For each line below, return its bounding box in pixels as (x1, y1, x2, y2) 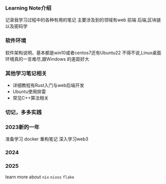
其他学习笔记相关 (5, 70, 47, 77)
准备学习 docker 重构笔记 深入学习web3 (5, 136, 89, 142)
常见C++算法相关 (12, 95, 49, 101)
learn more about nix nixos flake (5, 174, 74, 180)
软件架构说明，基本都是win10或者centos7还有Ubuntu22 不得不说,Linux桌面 (5, 50, 161, 56)
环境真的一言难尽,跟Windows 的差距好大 (5, 56, 90, 62)
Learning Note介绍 (5, 4, 52, 11)
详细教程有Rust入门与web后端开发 (12, 82, 85, 88)
